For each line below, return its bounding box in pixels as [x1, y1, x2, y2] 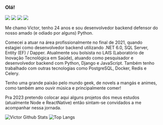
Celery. [5, 71, 20, 76]
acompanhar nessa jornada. [5, 105, 61, 111]
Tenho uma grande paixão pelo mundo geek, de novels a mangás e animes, [5, 80, 157, 86]
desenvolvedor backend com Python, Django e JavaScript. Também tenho [5, 60, 155, 66]
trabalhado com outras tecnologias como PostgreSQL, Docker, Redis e [5, 65, 147, 71]
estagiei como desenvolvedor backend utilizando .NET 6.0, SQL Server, [5, 45, 149, 51]
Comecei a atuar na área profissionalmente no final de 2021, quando [5, 39, 143, 45]
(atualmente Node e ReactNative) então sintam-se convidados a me [5, 100, 142, 106]
